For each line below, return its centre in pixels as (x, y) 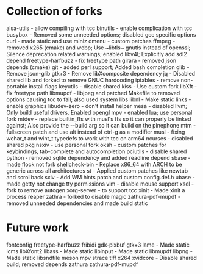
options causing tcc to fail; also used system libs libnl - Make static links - (99, 99)
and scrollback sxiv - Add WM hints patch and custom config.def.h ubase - (101, 177)
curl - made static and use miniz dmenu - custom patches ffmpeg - (91, 41)
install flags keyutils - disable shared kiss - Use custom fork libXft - (113, 86)
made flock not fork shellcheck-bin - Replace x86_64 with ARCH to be (94, 164)
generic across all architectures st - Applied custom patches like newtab (97, 171)
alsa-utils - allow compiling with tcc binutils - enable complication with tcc (99, 28)
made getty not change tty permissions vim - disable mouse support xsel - (100, 184)
